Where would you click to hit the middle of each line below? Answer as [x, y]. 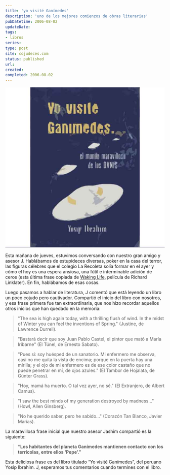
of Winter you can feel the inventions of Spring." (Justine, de [81, 324]
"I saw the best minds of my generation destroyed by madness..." [86, 401]
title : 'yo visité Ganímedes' [37, 11]
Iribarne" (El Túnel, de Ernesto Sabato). [58, 344]
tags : [11, 32]
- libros [14, 38]
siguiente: [16, 437]
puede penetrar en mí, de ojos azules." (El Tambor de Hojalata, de [86, 370]
